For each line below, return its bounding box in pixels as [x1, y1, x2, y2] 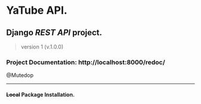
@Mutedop [6, 72, 34, 79]
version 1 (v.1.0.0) [20, 43, 64, 50]
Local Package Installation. [6, 91, 75, 98]
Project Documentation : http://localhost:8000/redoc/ [6, 58, 166, 66]
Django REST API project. [6, 27, 103, 38]
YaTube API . [6, 4, 68, 17]
